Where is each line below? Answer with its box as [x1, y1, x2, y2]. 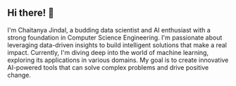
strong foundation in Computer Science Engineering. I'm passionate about [7, 33, 223, 42]
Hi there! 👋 [7, 7, 55, 19]
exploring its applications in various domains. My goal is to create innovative [7, 56, 229, 64]
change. [7, 70, 32, 79]
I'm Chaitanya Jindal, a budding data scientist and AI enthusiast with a [7, 25, 211, 34]
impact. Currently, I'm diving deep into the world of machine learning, [7, 48, 209, 56]
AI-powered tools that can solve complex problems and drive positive [7, 63, 209, 71]
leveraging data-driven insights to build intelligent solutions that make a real [7, 40, 228, 49]
